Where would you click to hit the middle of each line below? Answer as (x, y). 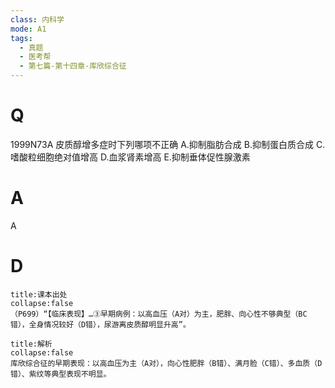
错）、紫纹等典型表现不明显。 (61, 374)
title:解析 (31, 344)
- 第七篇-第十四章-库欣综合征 (73, 66)
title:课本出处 (39, 294)
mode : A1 (28, 29)
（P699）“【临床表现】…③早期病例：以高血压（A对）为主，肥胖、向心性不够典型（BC (159, 314)
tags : (21, 38)
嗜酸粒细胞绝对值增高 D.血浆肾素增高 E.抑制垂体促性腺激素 (130, 157)
